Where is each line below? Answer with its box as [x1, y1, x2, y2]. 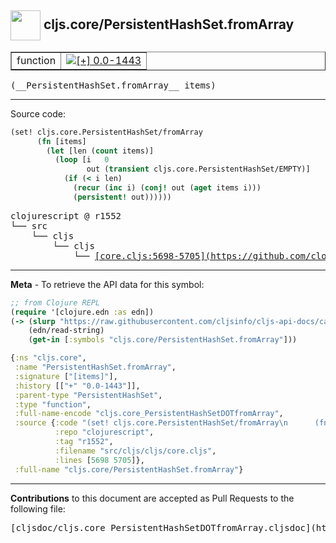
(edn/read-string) [28, 326, 105, 336]
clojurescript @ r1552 [10, 210, 122, 221]
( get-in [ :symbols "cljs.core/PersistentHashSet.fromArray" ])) [28, 335, 298, 345]
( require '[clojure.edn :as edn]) [10, 307, 155, 317]
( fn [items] [36, 136, 87, 146]
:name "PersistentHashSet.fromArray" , [14, 362, 177, 373]
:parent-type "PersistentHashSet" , [14, 390, 163, 400]
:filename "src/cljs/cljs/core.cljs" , [54, 446, 217, 456]
